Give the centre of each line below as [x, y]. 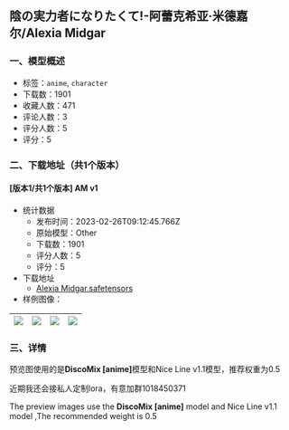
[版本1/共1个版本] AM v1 [54, 188]
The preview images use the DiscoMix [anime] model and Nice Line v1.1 [143, 406]
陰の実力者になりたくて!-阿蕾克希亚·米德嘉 [129, 16]
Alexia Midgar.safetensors [84, 288]
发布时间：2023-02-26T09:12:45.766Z [108, 221]
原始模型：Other [66, 233]
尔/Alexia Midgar [58, 33]
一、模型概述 [37, 62]
